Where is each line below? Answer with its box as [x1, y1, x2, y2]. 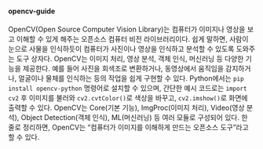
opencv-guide [8, 6, 56, 16]
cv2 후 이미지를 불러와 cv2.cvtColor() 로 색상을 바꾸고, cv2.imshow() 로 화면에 [8, 93, 248, 103]
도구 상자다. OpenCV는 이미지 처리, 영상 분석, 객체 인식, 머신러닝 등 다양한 [16, 54, 244, 64]
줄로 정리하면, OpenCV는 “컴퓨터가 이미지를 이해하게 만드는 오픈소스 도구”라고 [8, 122, 249, 133]
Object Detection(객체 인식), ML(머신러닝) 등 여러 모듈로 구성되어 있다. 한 [20, 113, 248, 122]
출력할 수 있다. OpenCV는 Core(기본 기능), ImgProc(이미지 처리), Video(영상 [8, 103, 245, 113]
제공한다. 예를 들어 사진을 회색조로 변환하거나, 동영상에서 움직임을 [22, 64, 224, 74]
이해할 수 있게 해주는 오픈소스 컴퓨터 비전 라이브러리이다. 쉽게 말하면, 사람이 [16, 35, 249, 44]
